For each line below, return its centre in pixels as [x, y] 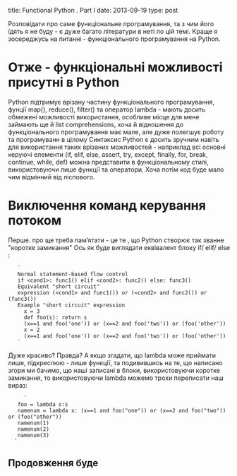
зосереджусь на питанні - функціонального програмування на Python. [114, 39]
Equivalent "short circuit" [59, 286]
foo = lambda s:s [43, 404]
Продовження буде [53, 463]
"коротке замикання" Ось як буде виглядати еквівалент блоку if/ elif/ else [119, 247]
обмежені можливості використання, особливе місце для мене [104, 117]
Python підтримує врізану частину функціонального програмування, [111, 102]
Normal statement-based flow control [73, 274]
